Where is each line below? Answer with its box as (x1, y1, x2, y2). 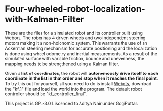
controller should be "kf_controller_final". (5, 91, 87, 97)
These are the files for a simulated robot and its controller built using (5, 30, 143, 36)
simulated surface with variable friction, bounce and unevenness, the (5, 55, 144, 61)
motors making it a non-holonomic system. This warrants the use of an (5, 40, 147, 46)
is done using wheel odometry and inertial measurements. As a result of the (5, 50, 158, 56)
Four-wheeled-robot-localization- (5, 3, 145, 15)
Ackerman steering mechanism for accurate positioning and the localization (5, 45, 157, 51)
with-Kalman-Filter (5, 14, 84, 25)
